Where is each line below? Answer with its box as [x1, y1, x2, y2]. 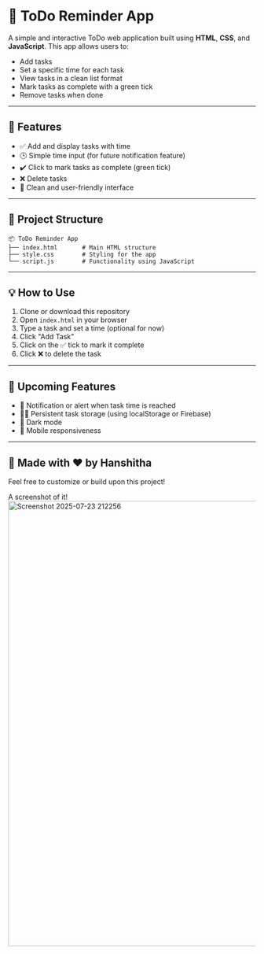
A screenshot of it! [8, 492, 68, 501]
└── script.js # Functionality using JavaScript [8, 257, 195, 265]
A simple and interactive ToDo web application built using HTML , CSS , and [8, 33, 250, 43]
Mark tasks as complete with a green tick [19, 82, 153, 91]
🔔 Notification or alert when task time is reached [19, 401, 176, 410]
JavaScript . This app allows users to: [8, 41, 130, 50]
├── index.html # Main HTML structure [8, 243, 156, 251]
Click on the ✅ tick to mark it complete [19, 340, 145, 349]
